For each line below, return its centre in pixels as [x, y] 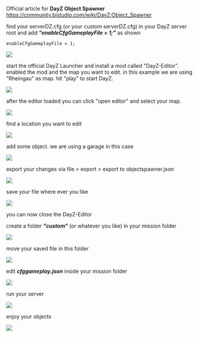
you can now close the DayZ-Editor [49, 214]
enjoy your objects [29, 316]
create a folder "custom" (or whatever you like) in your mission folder [91, 226]
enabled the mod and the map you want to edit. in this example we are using [99, 72]
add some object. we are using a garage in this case [70, 146]
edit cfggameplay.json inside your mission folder [67, 271]
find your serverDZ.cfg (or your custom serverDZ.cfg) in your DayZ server [97, 26]
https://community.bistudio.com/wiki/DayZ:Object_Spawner [79, 15]
